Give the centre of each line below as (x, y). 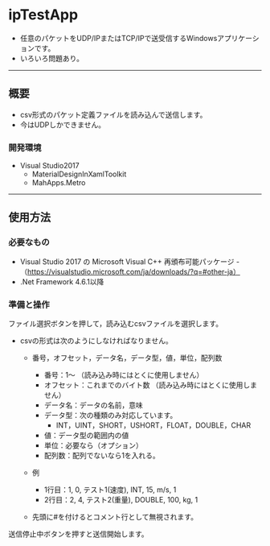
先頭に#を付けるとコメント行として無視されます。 (115, 517)
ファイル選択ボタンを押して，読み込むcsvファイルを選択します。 (116, 324)
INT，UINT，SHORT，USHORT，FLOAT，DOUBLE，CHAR (153, 425)
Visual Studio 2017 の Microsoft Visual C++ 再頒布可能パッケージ (127, 261)
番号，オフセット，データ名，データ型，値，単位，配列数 (127, 358)
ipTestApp (43, 15)
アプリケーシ (238, 38)
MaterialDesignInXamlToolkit (79, 174)
